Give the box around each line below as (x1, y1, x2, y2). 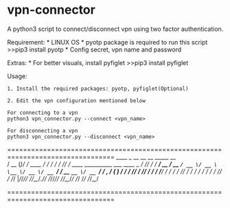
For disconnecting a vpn (7, 127, 78, 134)
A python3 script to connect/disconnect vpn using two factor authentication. (7, 25, 224, 33)
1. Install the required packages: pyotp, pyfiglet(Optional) (7, 85, 189, 92)
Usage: (7, 71, 27, 80)
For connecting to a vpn (7, 109, 78, 116)
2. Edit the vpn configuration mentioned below (7, 97, 146, 104)
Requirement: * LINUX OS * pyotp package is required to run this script (7, 38, 208, 46)
